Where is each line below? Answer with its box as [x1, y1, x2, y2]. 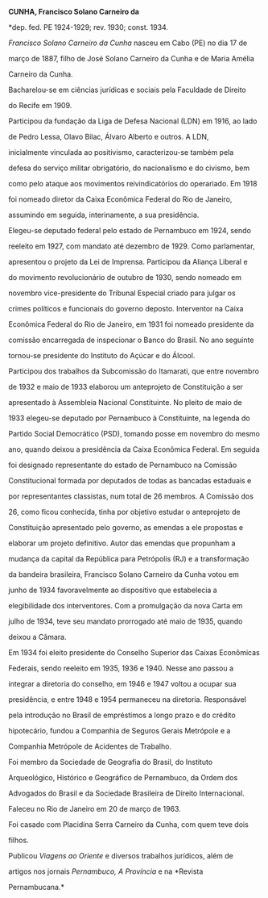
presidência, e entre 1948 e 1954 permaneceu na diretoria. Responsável [8, 695, 247, 704]
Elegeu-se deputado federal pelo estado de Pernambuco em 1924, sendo [8, 226, 252, 235]
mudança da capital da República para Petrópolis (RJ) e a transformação [8, 554, 249, 563]
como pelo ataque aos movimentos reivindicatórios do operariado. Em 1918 [8, 179, 258, 188]
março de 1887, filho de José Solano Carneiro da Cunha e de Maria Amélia [8, 54, 255, 63]
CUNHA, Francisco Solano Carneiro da [8, 7, 139, 16]
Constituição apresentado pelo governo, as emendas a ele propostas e [8, 523, 244, 532]
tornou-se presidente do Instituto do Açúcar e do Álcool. [8, 351, 196, 360]
